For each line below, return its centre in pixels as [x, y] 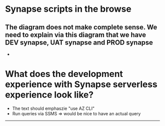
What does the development [64, 74]
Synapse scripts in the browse [68, 9]
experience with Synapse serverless [81, 85]
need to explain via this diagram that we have [76, 35]
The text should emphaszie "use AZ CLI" [53, 108]
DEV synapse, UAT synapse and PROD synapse [79, 42]
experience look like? [49, 95]
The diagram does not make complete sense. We [81, 27]
